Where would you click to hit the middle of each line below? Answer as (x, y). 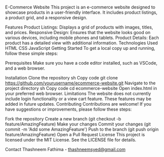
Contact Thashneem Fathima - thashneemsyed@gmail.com (65, 149)
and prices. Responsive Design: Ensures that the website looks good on (78, 32)
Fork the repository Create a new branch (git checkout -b (63, 119)
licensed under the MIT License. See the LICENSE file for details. (71, 140)
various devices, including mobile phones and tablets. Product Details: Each (82, 38)
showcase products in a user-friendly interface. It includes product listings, (81, 12)
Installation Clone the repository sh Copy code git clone (62, 78)
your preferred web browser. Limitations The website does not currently (78, 94)
